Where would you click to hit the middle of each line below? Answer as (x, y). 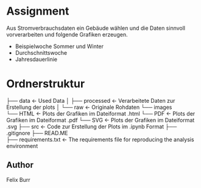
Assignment (38, 11)
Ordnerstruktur (46, 84)
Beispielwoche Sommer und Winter (59, 46)
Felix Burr (18, 179)
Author (20, 165)
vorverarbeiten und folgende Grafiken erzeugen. (67, 34)
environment (22, 146)
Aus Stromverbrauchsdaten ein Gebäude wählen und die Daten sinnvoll (96, 28)
